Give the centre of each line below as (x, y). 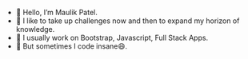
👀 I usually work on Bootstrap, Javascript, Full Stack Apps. (112, 37)
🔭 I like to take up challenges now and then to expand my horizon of (128, 21)
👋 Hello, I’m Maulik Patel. (56, 12)
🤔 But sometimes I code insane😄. (72, 46)
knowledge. (35, 29)
